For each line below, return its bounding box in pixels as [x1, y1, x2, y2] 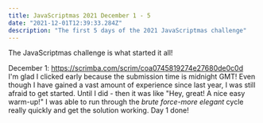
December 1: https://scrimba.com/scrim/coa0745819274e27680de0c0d [8, 63, 244, 73]
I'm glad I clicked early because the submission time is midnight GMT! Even [8, 72, 256, 82]
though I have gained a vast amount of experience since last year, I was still [8, 80, 256, 90]
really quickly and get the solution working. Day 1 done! [8, 106, 189, 115]
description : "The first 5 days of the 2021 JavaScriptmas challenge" [8, 26, 247, 34]
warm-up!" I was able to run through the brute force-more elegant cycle [8, 97, 244, 107]
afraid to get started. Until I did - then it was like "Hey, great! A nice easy [8, 89, 246, 98]
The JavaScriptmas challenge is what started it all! [8, 48, 173, 58]
